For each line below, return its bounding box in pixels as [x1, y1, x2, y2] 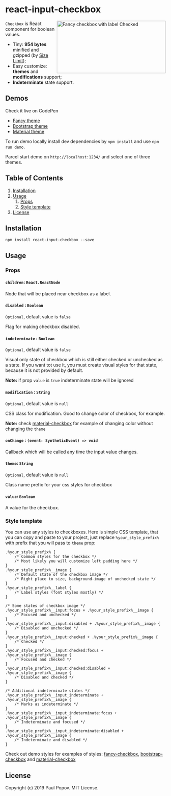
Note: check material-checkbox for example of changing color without [5, 420, 153, 426]
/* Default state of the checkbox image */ [14, 572, 108, 577]
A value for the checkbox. [5, 505, 60, 511]
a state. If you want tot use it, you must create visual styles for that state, [5, 362, 158, 368]
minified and [12, 46, 39, 53]
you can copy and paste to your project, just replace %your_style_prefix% [5, 534, 159, 541]
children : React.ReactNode [5, 279, 61, 286]
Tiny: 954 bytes [12, 41, 47, 47]
